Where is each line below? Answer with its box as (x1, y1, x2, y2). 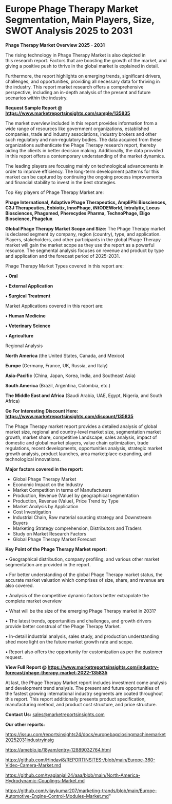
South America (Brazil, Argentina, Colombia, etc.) (5, 382, 111, 388)
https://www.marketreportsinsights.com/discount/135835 (5, 413, 133, 419)
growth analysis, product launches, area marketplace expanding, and (5, 451, 151, 457)
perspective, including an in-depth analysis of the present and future (5, 89, 151, 95)
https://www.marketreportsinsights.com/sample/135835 (5, 110, 130, 116)
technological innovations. (5, 456, 61, 462)
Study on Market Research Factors (12, 530, 86, 537)
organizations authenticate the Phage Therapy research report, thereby (5, 142, 157, 148)
